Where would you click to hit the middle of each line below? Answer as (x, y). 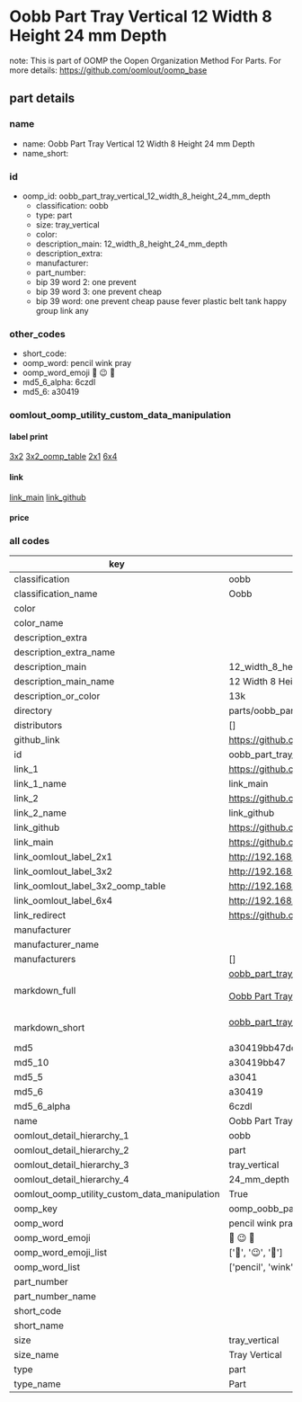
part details (42, 98)
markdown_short (49, 1028)
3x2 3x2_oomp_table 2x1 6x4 (63, 457)
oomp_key (36, 1209)
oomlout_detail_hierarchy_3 (71, 1165)
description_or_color (57, 696)
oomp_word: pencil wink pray (77, 363)
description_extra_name (64, 652)
